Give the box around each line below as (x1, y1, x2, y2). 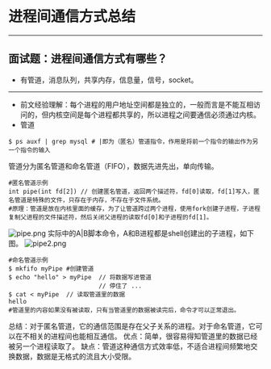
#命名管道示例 (8, 256, 48, 264)
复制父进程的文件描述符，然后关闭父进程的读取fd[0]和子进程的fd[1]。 (8, 213, 213, 221)
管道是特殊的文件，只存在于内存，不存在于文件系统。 (14, 195, 165, 204)
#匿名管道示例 (8, 178, 48, 187)
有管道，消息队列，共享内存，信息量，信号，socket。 (19, 74, 198, 85)
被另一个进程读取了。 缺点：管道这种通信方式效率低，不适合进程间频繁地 (8, 341, 251, 351)
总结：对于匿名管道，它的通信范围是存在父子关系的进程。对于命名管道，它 (8, 321, 256, 331)
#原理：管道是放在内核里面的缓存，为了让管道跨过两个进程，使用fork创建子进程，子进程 (8, 204, 261, 212)
